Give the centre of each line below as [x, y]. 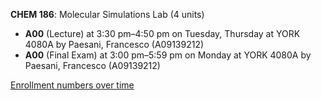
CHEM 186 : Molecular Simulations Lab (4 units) [107, 14]
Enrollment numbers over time [72, 85]
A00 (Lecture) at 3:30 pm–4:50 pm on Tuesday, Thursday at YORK [162, 33]
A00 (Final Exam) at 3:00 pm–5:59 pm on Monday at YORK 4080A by [168, 55]
